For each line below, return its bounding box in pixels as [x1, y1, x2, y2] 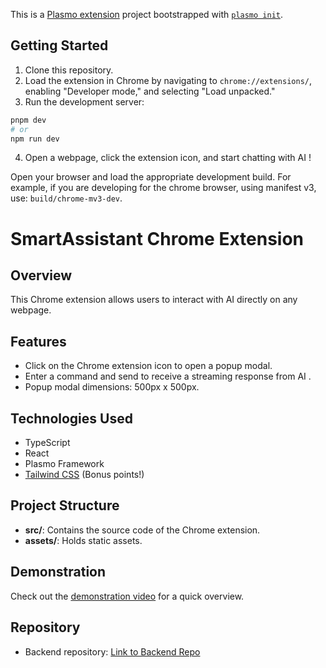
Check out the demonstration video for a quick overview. [10, 590, 245, 602]
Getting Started [10, 37, 109, 54]
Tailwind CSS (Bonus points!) [24, 469, 145, 481]
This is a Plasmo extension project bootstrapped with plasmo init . [10, 9, 284, 20]
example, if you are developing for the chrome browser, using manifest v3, [10, 182, 317, 194]
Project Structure [10, 497, 120, 514]
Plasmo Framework [24, 458, 105, 470]
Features [10, 333, 67, 350]
